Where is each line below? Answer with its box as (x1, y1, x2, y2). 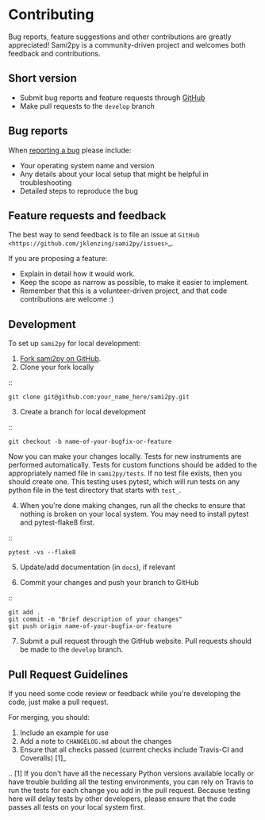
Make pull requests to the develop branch (19, 101, 155, 110)
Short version (8, 71, 78, 85)
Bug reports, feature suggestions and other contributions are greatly (8, 32, 232, 41)
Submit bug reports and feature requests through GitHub (19, 93, 205, 102)
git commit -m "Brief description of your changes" (8, 615, 182, 624)
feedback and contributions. (8, 48, 101, 58)
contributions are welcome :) (19, 295, 114, 304)
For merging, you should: (8, 713, 90, 722)
